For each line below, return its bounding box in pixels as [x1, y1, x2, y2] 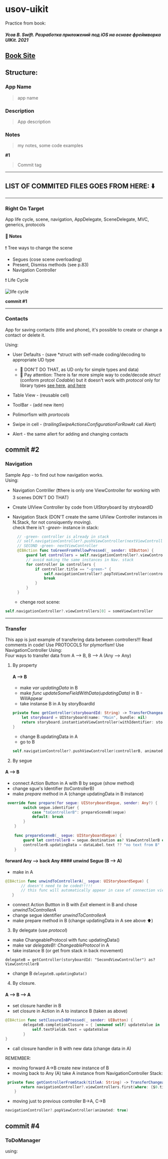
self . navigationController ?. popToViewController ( [44, 571, 149, 576]
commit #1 [5, 298, 27, 304]
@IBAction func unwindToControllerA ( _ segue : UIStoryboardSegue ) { [5, 879, 149, 884]
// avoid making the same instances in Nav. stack [25, 557, 134, 562]
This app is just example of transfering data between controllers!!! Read [5, 637, 152, 643]
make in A [12, 869, 33, 875]
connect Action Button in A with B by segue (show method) [12, 780, 134, 786]
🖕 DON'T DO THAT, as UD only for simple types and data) [19, 366, 139, 372]
